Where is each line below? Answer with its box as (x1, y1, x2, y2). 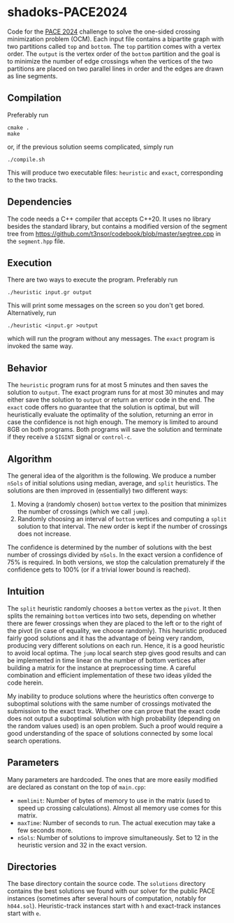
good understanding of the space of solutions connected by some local (7, 729, 213, 737)
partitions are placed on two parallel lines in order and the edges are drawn (7, 64, 224, 73)
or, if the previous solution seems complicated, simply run (7, 143, 174, 151)
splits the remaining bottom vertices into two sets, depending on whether (7, 611, 217, 620)
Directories (7, 861, 57, 873)
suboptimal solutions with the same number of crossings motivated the (7, 699, 212, 708)
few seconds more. (17, 826, 73, 834)
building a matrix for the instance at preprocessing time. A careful (7, 663, 196, 671)
